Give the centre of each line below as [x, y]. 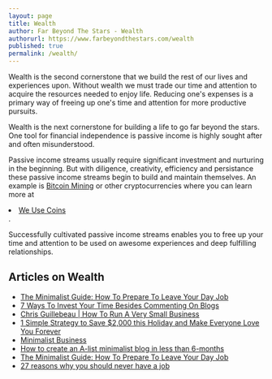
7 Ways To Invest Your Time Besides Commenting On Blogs [119, 305]
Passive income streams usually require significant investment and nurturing [136, 160]
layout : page [30, 16]
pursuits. [23, 111]
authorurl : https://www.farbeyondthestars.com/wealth [101, 39]
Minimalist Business [53, 340]
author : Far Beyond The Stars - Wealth [76, 31]
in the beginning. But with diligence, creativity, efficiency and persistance [131, 168]
